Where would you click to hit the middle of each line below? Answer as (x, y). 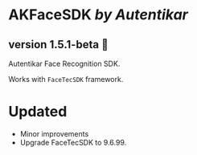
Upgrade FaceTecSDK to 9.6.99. (73, 142)
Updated (38, 112)
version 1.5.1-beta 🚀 (58, 45)
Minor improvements (54, 133)
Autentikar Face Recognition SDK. (64, 63)
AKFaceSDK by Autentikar (98, 15)
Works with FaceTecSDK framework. (66, 79)
